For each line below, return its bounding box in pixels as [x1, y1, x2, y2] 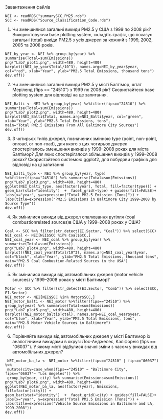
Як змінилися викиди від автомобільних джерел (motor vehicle [12, 272, 143, 277]
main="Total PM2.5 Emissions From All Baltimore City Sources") [5, 123, 139, 128]
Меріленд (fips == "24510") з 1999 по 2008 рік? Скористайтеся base [12, 87, 155, 93]
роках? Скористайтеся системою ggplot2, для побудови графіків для [12, 157, 157, 162]
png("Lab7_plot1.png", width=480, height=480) [5, 60, 102, 65]
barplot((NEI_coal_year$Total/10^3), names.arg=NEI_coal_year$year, [5, 250, 148, 255]
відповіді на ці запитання [12, 162, 65, 167]
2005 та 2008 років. [12, 42, 54, 48]
